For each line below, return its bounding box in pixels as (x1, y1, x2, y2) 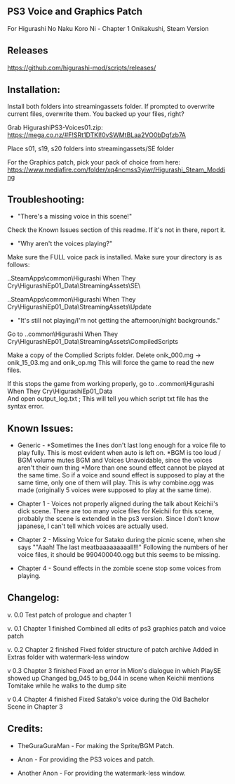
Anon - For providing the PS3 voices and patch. (17, 755, 156, 764)
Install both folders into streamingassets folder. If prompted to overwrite (7, 102, 215, 111)
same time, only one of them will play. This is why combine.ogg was (17, 478, 215, 487)
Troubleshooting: (7, 193, 85, 205)
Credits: (7, 723, 43, 735)
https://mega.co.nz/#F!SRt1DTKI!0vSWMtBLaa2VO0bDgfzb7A (7, 131, 187, 139)
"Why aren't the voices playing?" (17, 239, 113, 248)
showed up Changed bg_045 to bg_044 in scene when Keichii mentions (7, 674, 215, 682)
